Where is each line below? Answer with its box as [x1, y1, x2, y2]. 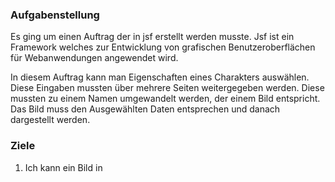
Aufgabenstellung [10, 8, 100, 22]
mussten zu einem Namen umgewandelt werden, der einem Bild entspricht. [10, 93, 321, 105]
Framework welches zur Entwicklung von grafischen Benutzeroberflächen [10, 41, 316, 53]
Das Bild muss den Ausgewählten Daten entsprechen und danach [10, 103, 281, 115]
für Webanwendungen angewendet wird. [10, 52, 179, 64]
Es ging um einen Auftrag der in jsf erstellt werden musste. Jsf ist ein [10, 31, 295, 43]
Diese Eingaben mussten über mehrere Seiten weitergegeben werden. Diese [10, 82, 325, 94]
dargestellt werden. [10, 114, 91, 126]
